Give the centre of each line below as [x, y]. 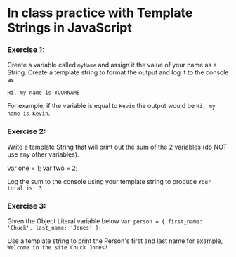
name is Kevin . [29, 113]
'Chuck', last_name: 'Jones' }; [54, 228]
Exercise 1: [26, 50]
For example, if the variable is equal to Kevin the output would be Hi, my [111, 106]
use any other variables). [43, 154]
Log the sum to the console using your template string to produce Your [109, 181]
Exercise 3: [27, 206]
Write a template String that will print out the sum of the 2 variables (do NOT [117, 147]
